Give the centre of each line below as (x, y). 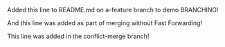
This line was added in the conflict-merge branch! (78, 36)
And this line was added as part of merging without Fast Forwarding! (105, 23)
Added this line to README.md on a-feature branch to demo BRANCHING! (113, 10)
